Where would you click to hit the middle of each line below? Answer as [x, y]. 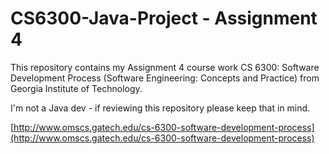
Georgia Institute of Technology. [76, 88]
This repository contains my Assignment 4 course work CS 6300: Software [165, 67]
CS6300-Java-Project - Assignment [164, 18]
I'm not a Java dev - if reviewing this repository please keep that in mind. [160, 108]
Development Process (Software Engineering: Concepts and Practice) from [165, 78]
